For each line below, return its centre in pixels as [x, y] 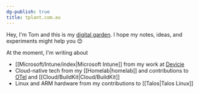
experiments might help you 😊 [44, 41]
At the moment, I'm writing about [47, 52]
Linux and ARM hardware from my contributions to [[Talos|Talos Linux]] [104, 83]
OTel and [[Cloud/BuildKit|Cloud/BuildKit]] [67, 77]
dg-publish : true [28, 12]
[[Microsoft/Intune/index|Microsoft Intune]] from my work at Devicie [99, 64]
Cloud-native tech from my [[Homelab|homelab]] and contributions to [102, 70]
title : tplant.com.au [34, 17]
